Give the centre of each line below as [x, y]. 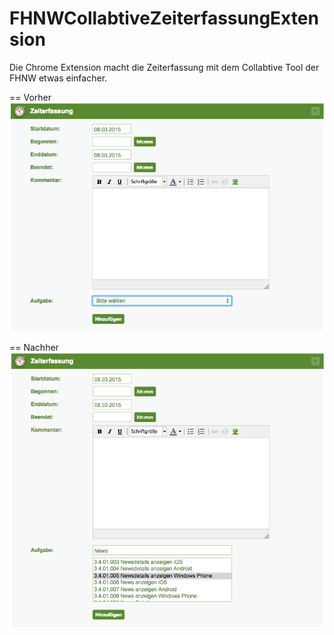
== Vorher [30, 97]
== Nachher [34, 347]
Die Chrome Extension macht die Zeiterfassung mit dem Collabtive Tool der [164, 67]
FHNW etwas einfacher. [58, 78]
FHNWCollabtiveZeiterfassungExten [164, 18]
